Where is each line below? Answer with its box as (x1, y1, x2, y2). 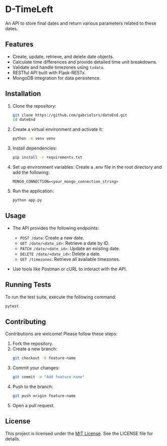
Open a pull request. (12, 402, 55, 408)
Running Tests (5, 280, 51, 289)
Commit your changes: (12, 365, 60, 371)
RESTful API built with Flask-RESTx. (12, 69, 86, 76)
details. (5, 435, 21, 441)
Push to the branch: (12, 384, 54, 390)
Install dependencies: (12, 145, 57, 152)
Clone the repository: (12, 103, 57, 109)
